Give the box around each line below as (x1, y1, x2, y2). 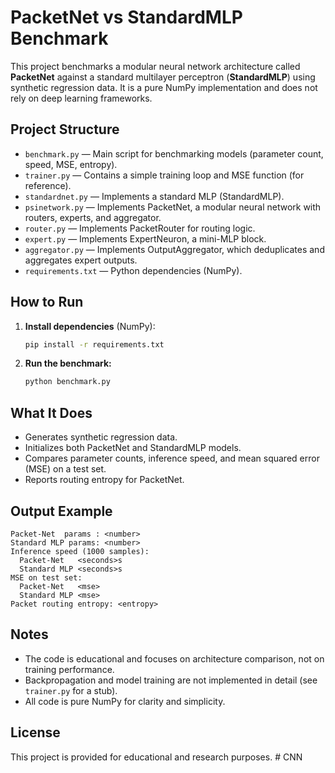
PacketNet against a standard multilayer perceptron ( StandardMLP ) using (10, 71, 316, 83)
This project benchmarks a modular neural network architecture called (10, 60, 301, 72)
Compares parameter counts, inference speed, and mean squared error (24, 452, 320, 465)
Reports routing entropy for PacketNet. (24, 474, 185, 486)
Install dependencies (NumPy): (24, 320, 156, 332)
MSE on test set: (10, 572, 83, 583)
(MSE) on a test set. (24, 463, 107, 475)
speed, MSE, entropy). (24, 158, 118, 170)
